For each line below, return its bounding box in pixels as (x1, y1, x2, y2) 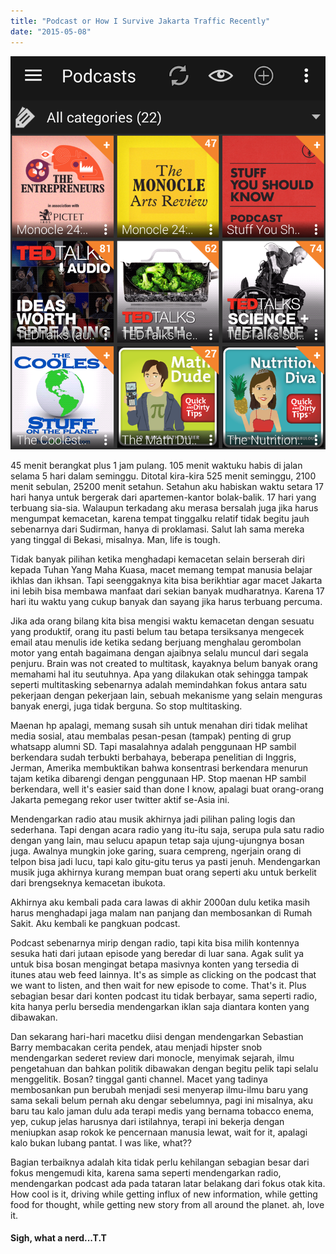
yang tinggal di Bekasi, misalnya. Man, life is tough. (10, 533, 221, 545)
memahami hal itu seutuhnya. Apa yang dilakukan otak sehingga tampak (10, 668, 309, 680)
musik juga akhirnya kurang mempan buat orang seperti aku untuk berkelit (10, 866, 317, 878)
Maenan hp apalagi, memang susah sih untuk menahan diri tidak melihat (10, 719, 308, 731)
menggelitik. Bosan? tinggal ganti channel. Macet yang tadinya (10, 1073, 268, 1085)
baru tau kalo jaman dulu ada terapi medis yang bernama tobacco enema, (10, 1105, 315, 1117)
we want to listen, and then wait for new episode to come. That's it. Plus (10, 979, 307, 991)
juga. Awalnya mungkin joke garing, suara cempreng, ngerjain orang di (10, 845, 302, 857)
